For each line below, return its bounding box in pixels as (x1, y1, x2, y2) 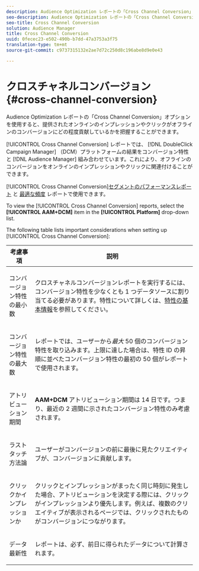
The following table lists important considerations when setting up (6, 226, 168, 233)
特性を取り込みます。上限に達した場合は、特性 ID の (34, 346, 180, 354)
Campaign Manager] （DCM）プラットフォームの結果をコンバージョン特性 (6, 148, 190, 155)
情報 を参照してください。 (40, 305, 112, 313)
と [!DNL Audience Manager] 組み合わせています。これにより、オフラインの (6, 155, 191, 162)
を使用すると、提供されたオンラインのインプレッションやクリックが (6, 120, 172, 127)
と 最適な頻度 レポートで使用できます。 (12, 190, 109, 197)
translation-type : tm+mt (6, 42, 68, 48)
